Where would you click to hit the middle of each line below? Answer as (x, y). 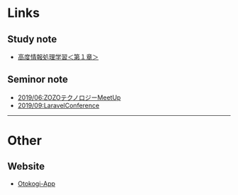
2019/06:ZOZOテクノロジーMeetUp (69, 97)
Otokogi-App (36, 183)
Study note (32, 39)
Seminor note (38, 79)
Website (26, 166)
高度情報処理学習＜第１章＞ (58, 57)
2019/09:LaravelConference (58, 105)
